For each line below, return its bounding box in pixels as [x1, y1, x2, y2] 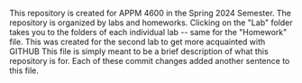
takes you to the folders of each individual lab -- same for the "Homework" [9, 27, 288, 37]
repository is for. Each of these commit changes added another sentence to [9, 56, 290, 66]
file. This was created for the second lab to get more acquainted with [9, 36, 266, 47]
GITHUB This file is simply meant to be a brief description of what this [9, 46, 269, 57]
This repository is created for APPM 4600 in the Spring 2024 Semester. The [9, 8, 291, 18]
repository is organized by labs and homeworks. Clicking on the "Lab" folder [9, 17, 293, 28]
